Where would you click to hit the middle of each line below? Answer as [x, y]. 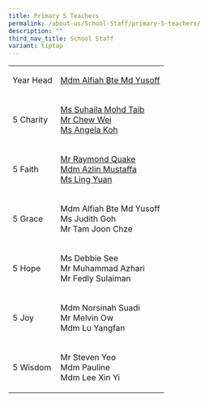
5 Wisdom [32, 367]
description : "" [36, 31]
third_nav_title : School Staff [61, 38]
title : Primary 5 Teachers [54, 16]
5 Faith [26, 169]
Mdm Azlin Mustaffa [99, 169]
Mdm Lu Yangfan [93, 328]
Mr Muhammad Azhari [103, 269]
